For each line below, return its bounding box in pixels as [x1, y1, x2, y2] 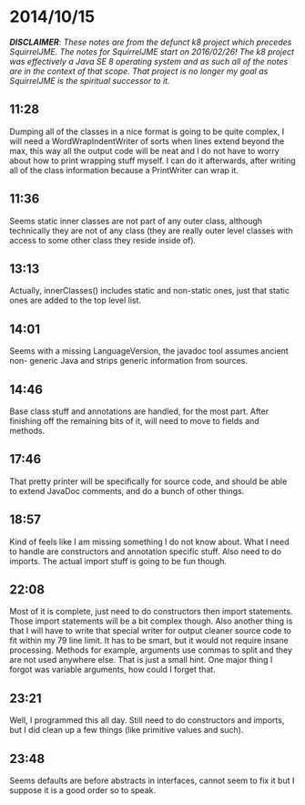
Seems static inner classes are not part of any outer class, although [9, 215, 262, 226]
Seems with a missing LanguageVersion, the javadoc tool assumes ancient [9, 346, 289, 356]
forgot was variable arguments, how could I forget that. [9, 664, 216, 676]
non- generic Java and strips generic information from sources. [9, 356, 249, 366]
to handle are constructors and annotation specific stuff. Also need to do [9, 545, 282, 557]
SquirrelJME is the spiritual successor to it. [9, 75, 170, 86]
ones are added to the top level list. [9, 294, 142, 306]
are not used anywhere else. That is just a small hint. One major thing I [9, 655, 273, 666]
